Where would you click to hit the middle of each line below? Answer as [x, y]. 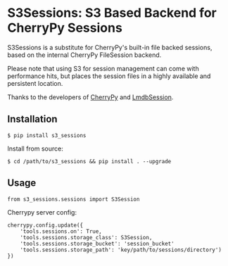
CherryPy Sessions [65, 28]
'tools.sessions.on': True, [61, 231]
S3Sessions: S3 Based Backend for [112, 13]
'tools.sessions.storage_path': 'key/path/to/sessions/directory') [121, 250]
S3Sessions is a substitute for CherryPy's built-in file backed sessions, [110, 47]
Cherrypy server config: [42, 212]
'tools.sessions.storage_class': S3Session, [86, 237]
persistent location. [35, 83]
